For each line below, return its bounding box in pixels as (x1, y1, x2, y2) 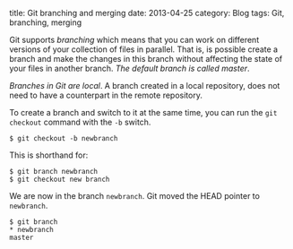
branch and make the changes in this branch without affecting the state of (9, 54, 283, 64)
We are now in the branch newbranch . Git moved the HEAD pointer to (9, 191, 260, 201)
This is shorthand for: (9, 150, 89, 160)
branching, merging (9, 17, 82, 28)
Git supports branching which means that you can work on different (9, 35, 260, 45)
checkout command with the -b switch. (9, 116, 151, 127)
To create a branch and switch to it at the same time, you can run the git (9, 107, 278, 117)
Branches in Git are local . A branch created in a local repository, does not (9, 81, 280, 90)
